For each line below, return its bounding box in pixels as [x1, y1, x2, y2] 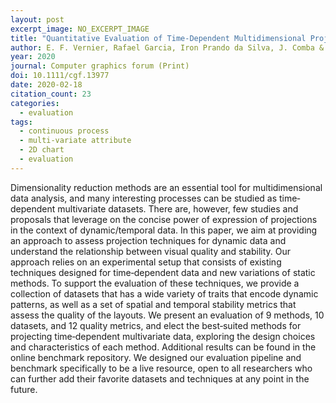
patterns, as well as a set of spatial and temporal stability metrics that [10, 298, 297, 310]
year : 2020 [10, 52, 56, 62]
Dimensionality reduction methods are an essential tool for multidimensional [10, 181, 323, 193]
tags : [10, 117, 33, 127]
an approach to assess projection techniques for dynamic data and [10, 234, 287, 246]
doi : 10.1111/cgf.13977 [10, 71, 110, 81]
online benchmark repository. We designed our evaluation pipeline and [10, 351, 302, 363]
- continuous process [19, 126, 110, 136]
